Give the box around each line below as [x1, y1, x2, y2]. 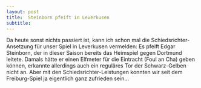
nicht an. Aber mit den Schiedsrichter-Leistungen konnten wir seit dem [6, 69, 183, 76]
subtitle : [6, 20, 31, 26]
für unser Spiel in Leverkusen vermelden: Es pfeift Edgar [34, 43, 176, 50]
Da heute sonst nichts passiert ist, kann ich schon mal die [6, 37, 150, 44]
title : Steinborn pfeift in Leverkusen [6, 14, 110, 20]
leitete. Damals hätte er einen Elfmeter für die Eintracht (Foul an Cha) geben [6, 55, 196, 63]
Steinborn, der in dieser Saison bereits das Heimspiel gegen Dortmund [6, 49, 183, 57]
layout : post [6, 8, 39, 15]
